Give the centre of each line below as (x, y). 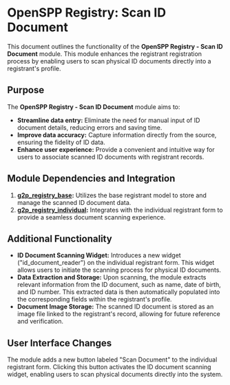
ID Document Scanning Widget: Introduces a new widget (99, 255)
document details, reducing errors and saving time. (90, 127)
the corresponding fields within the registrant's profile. (94, 299)
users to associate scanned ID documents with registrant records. (111, 157)
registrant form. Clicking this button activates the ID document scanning (109, 367)
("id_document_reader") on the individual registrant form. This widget (116, 263)
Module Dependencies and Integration (91, 178)
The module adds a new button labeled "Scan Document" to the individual (112, 359)
